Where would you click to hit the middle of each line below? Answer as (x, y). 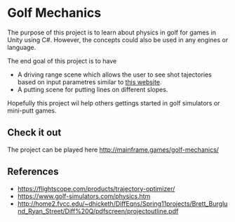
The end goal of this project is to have (62, 60)
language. (22, 47)
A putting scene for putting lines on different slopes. (93, 89)
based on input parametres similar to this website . (89, 81)
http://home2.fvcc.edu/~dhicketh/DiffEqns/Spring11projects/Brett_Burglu (122, 203)
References (33, 172)
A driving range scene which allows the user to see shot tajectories (114, 74)
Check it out (34, 132)
